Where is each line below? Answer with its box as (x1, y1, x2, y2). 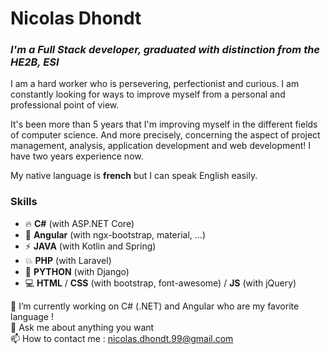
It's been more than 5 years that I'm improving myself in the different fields (10, 118, 318, 131)
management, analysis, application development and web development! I (10, 140, 311, 152)
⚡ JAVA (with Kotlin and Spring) (24, 240, 157, 252)
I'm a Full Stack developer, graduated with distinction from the (10, 43, 321, 57)
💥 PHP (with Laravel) (24, 254, 112, 266)
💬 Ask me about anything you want (10, 321, 155, 333)
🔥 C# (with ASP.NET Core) (24, 217, 135, 229)
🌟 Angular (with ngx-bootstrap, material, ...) (24, 228, 206, 241)
